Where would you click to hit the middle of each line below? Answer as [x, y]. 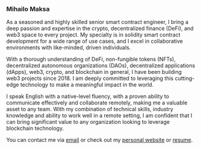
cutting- [185, 78]
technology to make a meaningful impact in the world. [87, 85]
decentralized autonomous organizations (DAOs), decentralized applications [101, 65]
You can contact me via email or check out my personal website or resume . [100, 140]
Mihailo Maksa [28, 9]
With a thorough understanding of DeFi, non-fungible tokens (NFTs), [91, 59]
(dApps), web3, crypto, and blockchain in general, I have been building [94, 72]
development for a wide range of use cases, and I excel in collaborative [95, 41]
